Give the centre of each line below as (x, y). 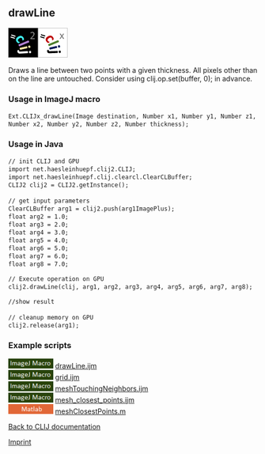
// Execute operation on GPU (56, 279)
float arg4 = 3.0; (38, 233)
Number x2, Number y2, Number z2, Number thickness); (99, 125)
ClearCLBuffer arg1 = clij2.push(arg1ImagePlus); (92, 209)
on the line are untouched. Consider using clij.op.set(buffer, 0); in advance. (131, 78)
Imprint (20, 441)
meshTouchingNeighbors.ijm (102, 388)
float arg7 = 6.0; (38, 256)
